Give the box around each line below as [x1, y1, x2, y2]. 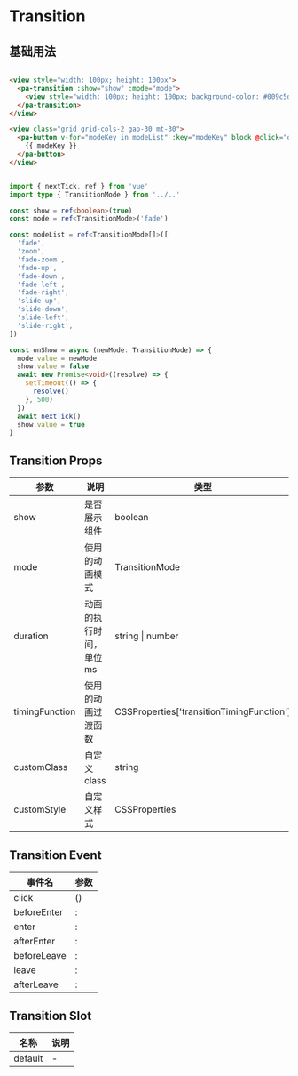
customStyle [13, 803, 67, 815]
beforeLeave [13, 949, 67, 961]
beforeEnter [13, 905, 64, 918]
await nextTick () [17, 412, 82, 421]
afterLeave [13, 978, 59, 991]
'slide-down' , [17, 305, 69, 314]
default [13, 1052, 43, 1064]
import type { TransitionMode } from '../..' [9, 189, 180, 199]
